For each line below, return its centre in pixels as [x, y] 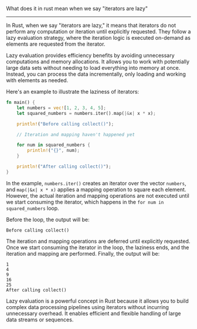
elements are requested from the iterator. [56, 44]
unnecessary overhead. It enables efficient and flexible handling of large [94, 313]
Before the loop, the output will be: [48, 219]
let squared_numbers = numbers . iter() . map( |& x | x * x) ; [86, 113]
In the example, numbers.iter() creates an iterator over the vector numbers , [96, 183]
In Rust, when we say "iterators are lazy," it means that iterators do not [91, 25]
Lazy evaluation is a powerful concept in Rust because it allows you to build [97, 301]
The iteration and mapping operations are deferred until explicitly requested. [98, 241]
